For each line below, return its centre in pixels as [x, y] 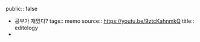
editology [26, 28]
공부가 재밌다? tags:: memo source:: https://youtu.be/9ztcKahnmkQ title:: [104, 21]
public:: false [21, 9]
